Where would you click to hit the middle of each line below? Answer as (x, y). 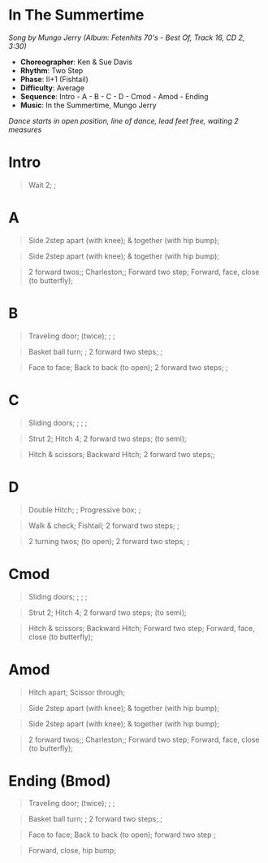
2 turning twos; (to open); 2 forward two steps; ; (109, 541)
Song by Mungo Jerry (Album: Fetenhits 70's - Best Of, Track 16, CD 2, (127, 37)
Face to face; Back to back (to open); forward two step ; (122, 835)
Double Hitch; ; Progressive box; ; (84, 509)
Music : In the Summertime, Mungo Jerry (88, 105)
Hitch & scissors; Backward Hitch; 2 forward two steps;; (121, 454)
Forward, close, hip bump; (72, 851)
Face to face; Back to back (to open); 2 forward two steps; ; (128, 367)
